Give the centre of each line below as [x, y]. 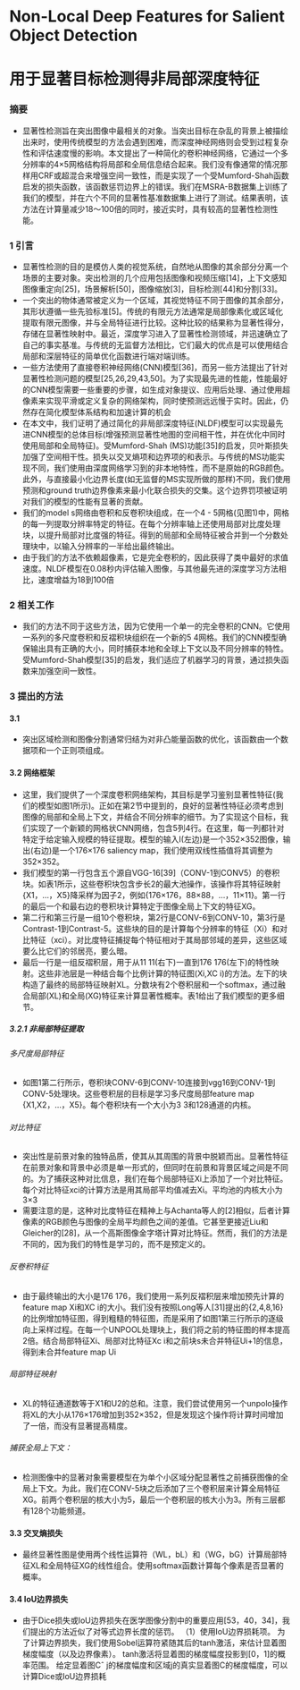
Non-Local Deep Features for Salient [147, 17]
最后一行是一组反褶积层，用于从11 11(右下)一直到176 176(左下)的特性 [147, 962]
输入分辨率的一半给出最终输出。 [120, 546]
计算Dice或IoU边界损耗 [64, 1677]
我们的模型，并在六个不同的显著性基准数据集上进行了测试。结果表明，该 [155, 198]
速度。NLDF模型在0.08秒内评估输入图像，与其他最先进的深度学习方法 [150, 568]
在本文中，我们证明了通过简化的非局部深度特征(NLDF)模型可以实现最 [149, 423]
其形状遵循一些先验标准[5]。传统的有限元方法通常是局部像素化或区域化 [153, 311]
